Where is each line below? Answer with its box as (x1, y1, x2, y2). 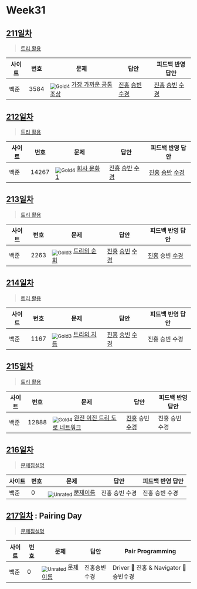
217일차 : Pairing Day (6, 511, 82, 521)
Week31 (6, 4, 46, 17)
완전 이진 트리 (74, 414, 110, 422)
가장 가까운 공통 (71, 80, 113, 88)
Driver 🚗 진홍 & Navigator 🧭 (112, 563, 186, 571)
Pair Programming (124, 547, 176, 555)
